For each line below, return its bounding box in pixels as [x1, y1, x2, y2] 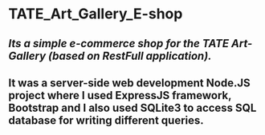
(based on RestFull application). [47, 49, 212, 62]
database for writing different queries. [8, 113, 205, 127]
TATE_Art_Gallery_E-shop [8, 5, 183, 23]
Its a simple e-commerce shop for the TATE [8, 37, 230, 50]
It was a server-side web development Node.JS [8, 76, 251, 89]
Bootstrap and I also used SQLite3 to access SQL [8, 101, 257, 114]
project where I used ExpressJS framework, [8, 89, 232, 102]
